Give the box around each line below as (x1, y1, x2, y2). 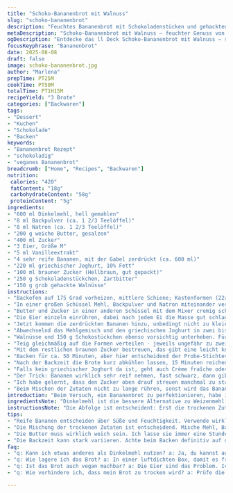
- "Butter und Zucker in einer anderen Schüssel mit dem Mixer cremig (7, 307, 216, 315)
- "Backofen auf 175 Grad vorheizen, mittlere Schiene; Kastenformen (7, 295, 213, 302)
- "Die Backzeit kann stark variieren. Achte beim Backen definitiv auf (7, 437, 222, 444)
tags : (7, 107, 23, 114)
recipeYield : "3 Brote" (7, 95, 76, 102)
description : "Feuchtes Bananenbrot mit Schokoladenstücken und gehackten (7, 23, 228, 30)
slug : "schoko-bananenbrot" (7, 17, 89, 24)
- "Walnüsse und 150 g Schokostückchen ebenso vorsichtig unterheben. (7, 333, 216, 341)
